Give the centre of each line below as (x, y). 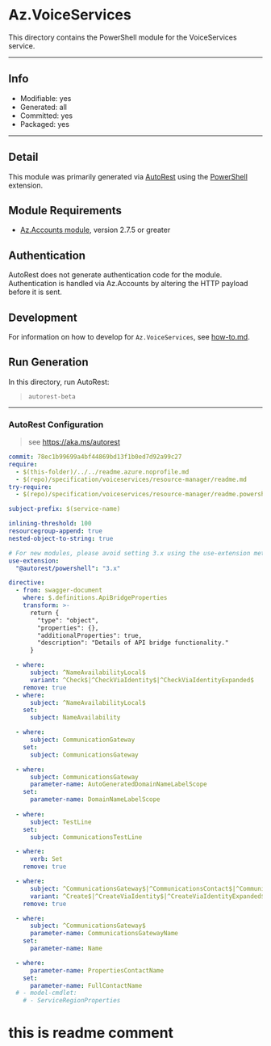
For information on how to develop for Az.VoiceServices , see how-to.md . (129, 337)
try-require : (30, 487)
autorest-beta (52, 396)
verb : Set (46, 859)
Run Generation (48, 363)
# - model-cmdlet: (47, 993)
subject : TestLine (60, 822)
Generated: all (43, 107)
